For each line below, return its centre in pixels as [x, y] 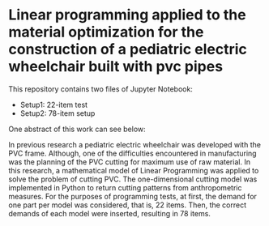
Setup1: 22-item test [53, 104]
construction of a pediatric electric [128, 49]
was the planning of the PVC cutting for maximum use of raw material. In [130, 162]
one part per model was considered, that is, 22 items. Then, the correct [128, 205]
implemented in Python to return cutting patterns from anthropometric [125, 187]
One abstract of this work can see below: [77, 129]
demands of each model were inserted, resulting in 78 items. [109, 213]
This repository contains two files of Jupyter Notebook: [100, 89]
